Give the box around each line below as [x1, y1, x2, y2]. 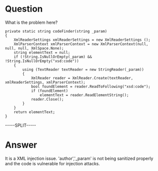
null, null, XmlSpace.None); [5, 46, 64, 51]
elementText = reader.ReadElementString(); [39, 92, 129, 98]
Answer [5, 139, 37, 151]
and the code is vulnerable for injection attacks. [5, 160, 100, 166]
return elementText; [14, 109, 55, 115]
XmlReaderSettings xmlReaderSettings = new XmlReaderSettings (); [14, 37, 151, 42]
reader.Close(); [31, 97, 64, 102]
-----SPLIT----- [5, 122, 36, 128]
